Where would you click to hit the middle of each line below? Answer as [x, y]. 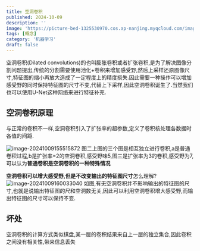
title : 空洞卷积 [24, 12]
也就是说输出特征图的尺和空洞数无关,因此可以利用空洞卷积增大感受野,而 [101, 190]
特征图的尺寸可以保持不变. [43, 198]
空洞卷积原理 [30, 113]
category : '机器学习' [31, 39]
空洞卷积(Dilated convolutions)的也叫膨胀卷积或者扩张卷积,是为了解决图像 [96, 62]
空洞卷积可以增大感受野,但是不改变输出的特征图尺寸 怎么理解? [81, 175]
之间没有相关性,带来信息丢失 [41, 241]
